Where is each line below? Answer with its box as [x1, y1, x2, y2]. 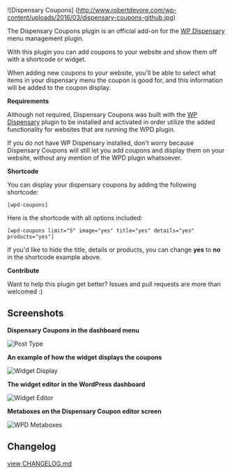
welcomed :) [7, 287, 43, 296]
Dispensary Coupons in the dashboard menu [7, 326, 139, 334]
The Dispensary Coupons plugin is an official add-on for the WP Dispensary [7, 27, 225, 35]
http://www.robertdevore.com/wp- [77, 6, 177, 14]
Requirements [7, 97, 49, 105]
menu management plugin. [7, 34, 84, 43]
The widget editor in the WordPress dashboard [7, 380, 146, 388]
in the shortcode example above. [7, 253, 102, 261]
